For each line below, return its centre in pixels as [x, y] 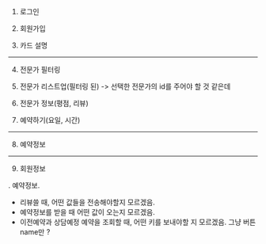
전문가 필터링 [40, 69]
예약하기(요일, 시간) [50, 120]
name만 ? [35, 232]
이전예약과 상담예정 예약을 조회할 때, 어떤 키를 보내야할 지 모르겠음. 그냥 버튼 [138, 222]
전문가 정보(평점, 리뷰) [54, 103]
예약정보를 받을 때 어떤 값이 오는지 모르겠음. [87, 212]
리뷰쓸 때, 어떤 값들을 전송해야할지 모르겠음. [87, 202]
